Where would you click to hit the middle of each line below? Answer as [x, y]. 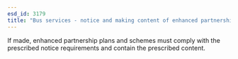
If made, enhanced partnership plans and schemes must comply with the [114, 40]
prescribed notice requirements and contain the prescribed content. [106, 48]
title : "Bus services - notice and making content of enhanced [103, 20]
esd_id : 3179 [27, 14]
